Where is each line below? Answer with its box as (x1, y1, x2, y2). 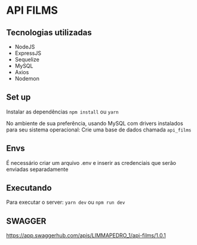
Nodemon (14, 75, 40, 82)
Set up (6, 92, 31, 102)
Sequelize (14, 56, 40, 63)
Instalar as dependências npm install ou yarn (6, 108, 119, 115)
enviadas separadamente (6, 166, 69, 173)
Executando (6, 183, 52, 193)
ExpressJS (14, 50, 42, 57)
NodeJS (14, 43, 35, 50)
